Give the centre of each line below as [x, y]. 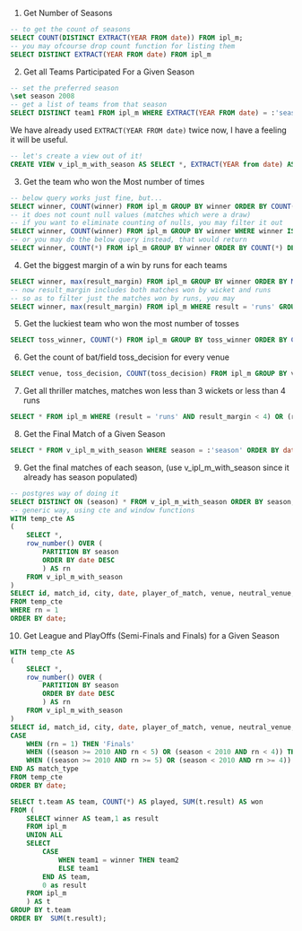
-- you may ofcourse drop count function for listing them [123, 46]
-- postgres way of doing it [65, 493]
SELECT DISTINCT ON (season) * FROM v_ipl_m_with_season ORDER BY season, [153, 501]
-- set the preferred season [65, 88]
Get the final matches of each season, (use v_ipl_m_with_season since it [156, 467]
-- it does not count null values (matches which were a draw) [131, 214]
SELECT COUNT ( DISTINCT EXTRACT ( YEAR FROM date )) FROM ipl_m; [127, 38]
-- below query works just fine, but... [87, 198]
